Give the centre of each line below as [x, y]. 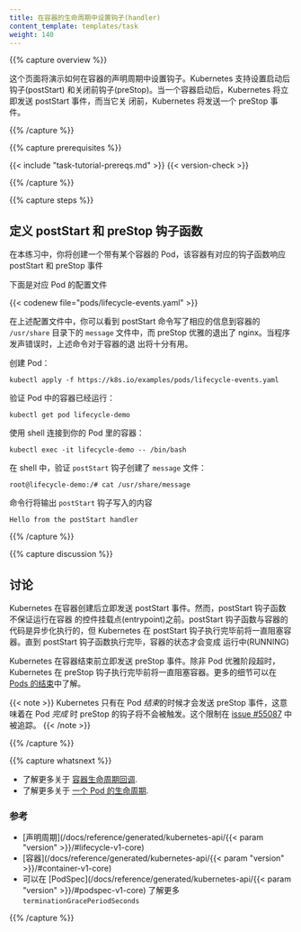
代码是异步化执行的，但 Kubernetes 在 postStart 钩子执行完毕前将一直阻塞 [147, 630]
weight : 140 [31, 34]
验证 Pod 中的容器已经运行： [62, 398]
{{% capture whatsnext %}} [61, 761]
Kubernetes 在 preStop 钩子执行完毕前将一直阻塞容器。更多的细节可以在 [143, 672]
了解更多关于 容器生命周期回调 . [80, 779]
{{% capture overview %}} [58, 60]
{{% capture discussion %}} [62, 554]
